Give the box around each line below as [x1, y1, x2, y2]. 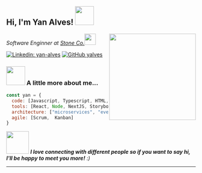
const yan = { [6, 93, 42, 99]
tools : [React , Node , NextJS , [11, 103, 87, 109]
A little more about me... [26, 79, 99, 87]
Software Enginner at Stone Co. [6, 39, 85, 46]
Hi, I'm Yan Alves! [6, 17, 74, 28]
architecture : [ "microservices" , [11, 109, 96, 115]
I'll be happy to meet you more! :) [6, 154, 90, 162]
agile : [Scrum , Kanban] [11, 115, 74, 121]
